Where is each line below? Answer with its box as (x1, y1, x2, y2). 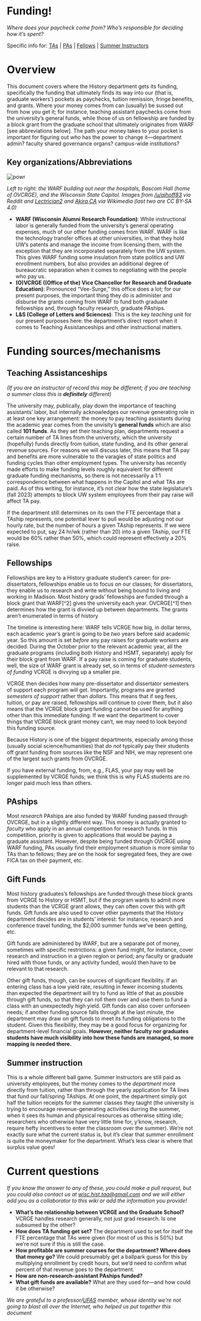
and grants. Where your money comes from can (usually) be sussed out (7, 102, 184, 109)
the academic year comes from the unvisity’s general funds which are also (7, 421, 191, 428)
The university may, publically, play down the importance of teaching (7, 402, 177, 409)
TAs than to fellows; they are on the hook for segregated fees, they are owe (7, 851, 192, 858)
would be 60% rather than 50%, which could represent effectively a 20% (7, 534, 187, 541)
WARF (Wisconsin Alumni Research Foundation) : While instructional (15, 215, 187, 223)
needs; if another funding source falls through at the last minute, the (7, 1009, 175, 1016)
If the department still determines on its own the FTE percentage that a (7, 509, 181, 516)
